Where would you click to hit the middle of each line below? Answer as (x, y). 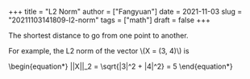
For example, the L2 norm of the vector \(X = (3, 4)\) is (99, 51)
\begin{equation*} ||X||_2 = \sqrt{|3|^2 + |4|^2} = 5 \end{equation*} (121, 66)
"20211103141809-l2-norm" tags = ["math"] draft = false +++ (110, 20)
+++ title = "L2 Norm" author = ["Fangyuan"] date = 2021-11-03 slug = (125, 12)
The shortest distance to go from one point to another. (98, 36)
